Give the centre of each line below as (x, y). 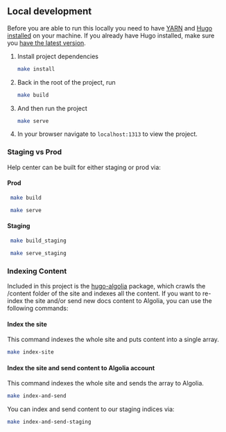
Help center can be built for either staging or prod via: (84, 167)
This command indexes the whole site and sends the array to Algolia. (106, 383)
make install (36, 69)
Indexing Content (37, 271)
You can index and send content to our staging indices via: (91, 409)
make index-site (31, 352)
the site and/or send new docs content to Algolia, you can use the (118, 300)
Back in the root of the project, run (66, 82)
